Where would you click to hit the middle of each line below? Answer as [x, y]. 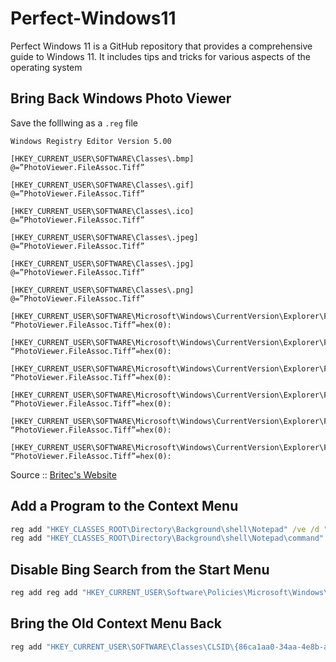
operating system [46, 67]
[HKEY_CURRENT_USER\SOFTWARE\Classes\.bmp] [102, 158]
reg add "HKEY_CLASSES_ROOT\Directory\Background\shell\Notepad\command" [167, 538]
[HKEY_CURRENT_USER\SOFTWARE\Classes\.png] [102, 290]
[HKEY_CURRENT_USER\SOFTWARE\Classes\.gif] [102, 185]
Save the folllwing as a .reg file [74, 123]
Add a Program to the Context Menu [124, 506]
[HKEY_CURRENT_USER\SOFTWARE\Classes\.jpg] [102, 263]
